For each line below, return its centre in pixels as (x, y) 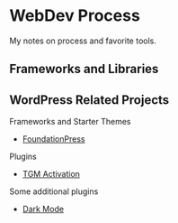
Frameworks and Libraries (84, 69)
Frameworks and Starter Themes (70, 122)
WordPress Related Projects (89, 100)
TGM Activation (51, 174)
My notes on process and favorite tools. (83, 41)
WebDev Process (75, 16)
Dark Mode (43, 209)
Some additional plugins (54, 191)
